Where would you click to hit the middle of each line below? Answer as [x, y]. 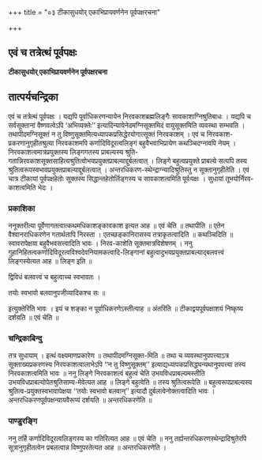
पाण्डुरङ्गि [23, 421]
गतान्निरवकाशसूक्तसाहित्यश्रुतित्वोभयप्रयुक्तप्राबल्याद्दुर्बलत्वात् [78, 160]
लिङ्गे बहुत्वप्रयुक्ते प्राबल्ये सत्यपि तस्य [201, 160]
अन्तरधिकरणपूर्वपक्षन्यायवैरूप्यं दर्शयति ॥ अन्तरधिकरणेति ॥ [80, 400]
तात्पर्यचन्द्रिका [33, 98]
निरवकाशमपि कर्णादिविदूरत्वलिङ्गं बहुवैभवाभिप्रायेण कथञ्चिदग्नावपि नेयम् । [146, 143]
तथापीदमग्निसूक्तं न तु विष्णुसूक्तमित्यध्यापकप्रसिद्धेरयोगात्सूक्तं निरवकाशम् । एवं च [107, 134]
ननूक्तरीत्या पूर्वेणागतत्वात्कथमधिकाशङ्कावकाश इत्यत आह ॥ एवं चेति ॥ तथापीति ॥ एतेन [116, 225]
